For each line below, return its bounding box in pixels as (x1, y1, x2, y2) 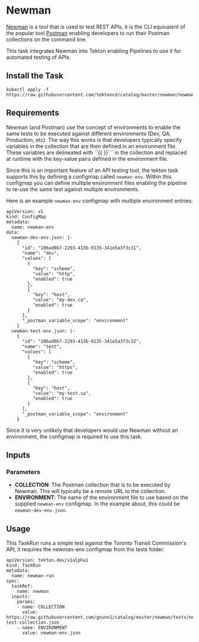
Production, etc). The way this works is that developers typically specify (6, 136, 182, 143)
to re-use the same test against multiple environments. (6, 185, 140, 193)
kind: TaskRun (6, 562, 41, 568)
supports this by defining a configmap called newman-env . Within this (6, 173, 172, 180)
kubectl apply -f (6, 87, 49, 93)
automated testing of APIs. (6, 53, 71, 61)
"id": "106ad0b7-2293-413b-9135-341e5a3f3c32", (21, 338, 142, 344)
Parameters (6, 468, 40, 476)
